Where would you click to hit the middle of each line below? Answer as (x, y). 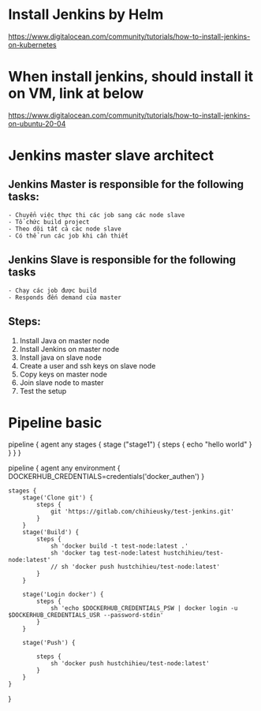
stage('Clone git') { (58, 498)
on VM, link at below (76, 94)
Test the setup (43, 391)
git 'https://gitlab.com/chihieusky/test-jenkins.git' (142, 512)
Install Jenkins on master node (69, 349)
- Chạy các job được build (52, 290)
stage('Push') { (49, 643)
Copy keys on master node (63, 374)
